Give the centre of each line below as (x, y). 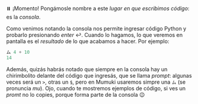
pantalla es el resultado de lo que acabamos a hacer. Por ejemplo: (88, 41)
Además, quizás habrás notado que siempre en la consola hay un (87, 69)
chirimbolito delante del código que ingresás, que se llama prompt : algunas (99, 75)
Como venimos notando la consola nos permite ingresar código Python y (96, 28)
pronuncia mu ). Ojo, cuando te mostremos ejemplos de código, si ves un (96, 88)
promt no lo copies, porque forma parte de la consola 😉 (76, 94)
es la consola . (23, 17)
